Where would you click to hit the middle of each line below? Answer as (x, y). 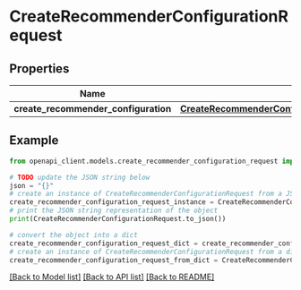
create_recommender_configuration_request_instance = (112, 202)
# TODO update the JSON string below (80, 177)
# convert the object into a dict (74, 235)
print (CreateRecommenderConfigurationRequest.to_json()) (118, 219)
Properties (39, 68)
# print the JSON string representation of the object (114, 211)
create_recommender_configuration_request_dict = (104, 243)
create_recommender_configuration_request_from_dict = (114, 260)
